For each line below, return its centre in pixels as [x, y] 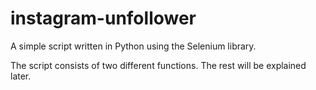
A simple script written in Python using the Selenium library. [133, 46]
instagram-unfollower [103, 18]
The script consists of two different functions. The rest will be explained [158, 65]
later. [21, 76]
